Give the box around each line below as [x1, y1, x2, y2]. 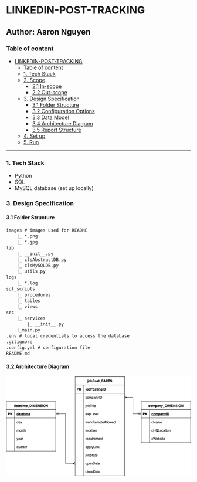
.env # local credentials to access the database [6, 333, 130, 339]
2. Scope [23, 76, 46, 83]
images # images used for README [6, 228, 88, 233]
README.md [6, 351, 30, 357]
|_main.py [16, 327, 41, 333]
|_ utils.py [16, 269, 46, 274]
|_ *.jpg [16, 239, 38, 245]
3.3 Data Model [32, 114, 69, 121]
